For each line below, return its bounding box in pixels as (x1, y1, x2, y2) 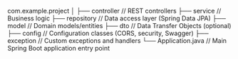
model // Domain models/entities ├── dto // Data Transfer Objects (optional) (7, 22, 232, 29)
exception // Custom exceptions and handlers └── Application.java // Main (7, 37, 227, 45)
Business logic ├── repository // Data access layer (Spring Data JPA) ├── (7, 14, 227, 22)
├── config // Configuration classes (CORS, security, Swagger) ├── (7, 29, 209, 37)
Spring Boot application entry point (7, 44, 110, 52)
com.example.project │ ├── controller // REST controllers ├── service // (7, 7, 222, 15)
